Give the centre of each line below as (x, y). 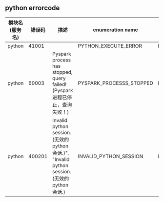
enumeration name (115, 30)
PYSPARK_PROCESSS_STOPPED (115, 83)
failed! (59, 84)
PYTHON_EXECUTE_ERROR (110, 46)
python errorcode (32, 8)
